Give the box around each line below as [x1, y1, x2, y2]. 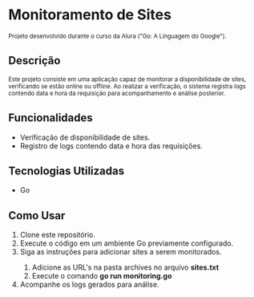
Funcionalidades [8, 111, 94, 125]
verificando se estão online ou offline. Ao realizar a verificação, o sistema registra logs [8, 82, 246, 90]
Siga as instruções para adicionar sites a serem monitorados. [19, 247, 222, 257]
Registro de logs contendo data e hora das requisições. [19, 140, 203, 150]
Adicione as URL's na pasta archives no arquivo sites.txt [31, 262, 220, 272]
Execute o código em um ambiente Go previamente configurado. [19, 238, 234, 248]
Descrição [8, 54, 61, 67]
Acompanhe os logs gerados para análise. [19, 279, 159, 290]
